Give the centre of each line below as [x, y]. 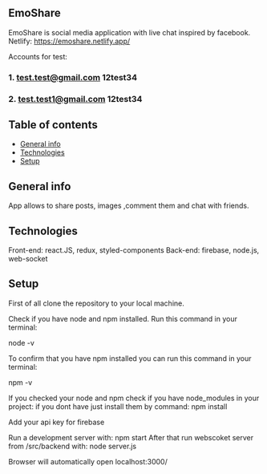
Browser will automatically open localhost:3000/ [88, 461]
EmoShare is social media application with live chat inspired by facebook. [129, 32]
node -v [21, 342]
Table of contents [53, 125]
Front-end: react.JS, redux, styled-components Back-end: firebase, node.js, [134, 250]
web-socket [28, 259]
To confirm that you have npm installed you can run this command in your [130, 358]
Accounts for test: [38, 56]
